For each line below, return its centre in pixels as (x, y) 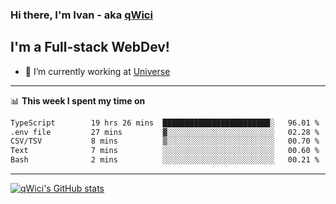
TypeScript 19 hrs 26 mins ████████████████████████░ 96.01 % (165, 123)
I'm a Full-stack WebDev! (90, 47)
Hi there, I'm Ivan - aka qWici (81, 15)
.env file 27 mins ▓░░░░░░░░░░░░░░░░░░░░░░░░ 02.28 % (165, 132)
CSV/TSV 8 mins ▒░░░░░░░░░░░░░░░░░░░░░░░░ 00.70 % (165, 141)
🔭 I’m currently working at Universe (97, 71)
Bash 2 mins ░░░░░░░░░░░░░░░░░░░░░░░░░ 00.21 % (165, 160)
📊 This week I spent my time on (78, 100)
